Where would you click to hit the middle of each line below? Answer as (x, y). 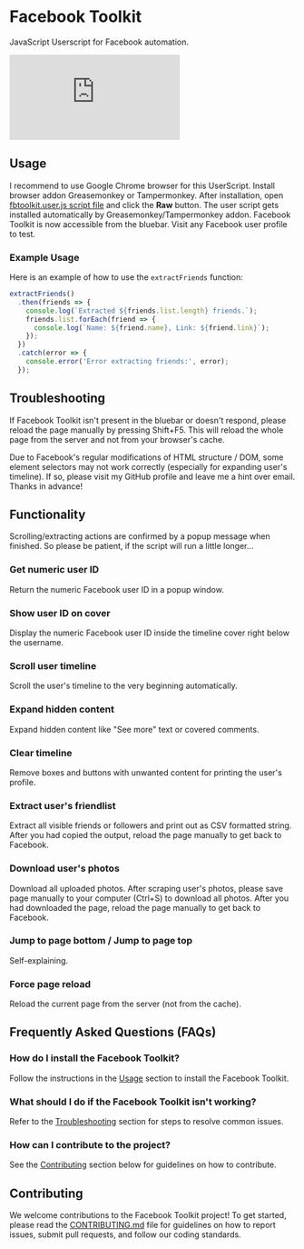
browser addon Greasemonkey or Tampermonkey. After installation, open (147, 195)
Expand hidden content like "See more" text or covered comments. (134, 729)
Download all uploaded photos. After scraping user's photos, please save (147, 888)
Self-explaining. (39, 960)
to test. (23, 234)
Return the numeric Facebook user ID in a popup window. (117, 589)
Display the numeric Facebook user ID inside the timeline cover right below (150, 633)
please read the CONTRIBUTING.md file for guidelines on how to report (143, 1225)
